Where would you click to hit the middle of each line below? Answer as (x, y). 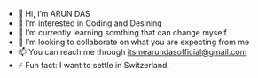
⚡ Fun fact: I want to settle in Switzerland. (94, 65)
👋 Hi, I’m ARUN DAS (54, 14)
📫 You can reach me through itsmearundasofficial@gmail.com (132, 52)
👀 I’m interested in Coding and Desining (90, 23)
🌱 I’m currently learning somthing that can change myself (122, 32)
